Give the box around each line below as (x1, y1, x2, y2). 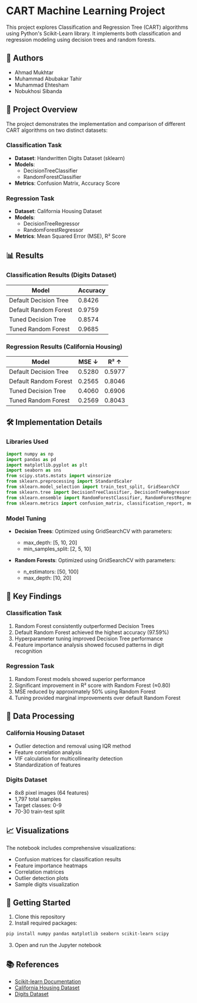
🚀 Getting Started (6, 898, 71, 908)
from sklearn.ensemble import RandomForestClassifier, (6, 494, 143, 501)
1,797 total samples (14, 795, 62, 802)
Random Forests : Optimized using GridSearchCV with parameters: (14, 556, 176, 563)
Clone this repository (14, 914, 66, 921)
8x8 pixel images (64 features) (14, 789, 89, 796)
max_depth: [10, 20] (23, 574, 72, 581)
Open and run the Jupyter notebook (14, 942, 101, 949)
